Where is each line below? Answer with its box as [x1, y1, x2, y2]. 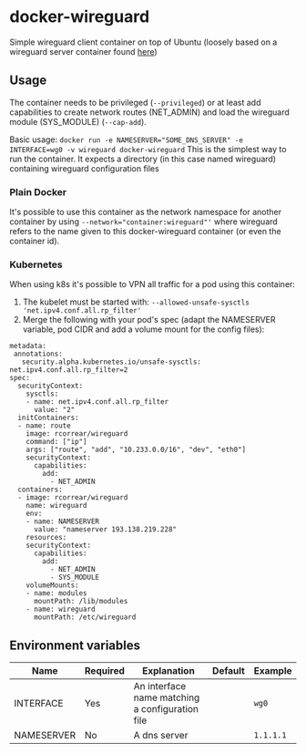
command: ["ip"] [25, 438, 88, 447]
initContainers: [17, 413, 79, 423]
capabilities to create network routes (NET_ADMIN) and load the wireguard [9, 107, 290, 118]
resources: [25, 533, 67, 542]
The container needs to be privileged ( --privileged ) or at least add [9, 97, 261, 108]
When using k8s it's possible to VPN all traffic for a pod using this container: [9, 279, 296, 290]
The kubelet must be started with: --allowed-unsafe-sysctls [22, 296, 250, 307]
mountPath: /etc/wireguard [33, 613, 137, 622]
